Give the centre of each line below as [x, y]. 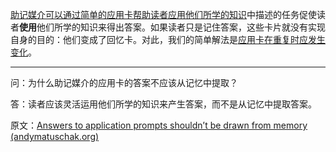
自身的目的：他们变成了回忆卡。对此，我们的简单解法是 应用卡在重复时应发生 [168, 39]
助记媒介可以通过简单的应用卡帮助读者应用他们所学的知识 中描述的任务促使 [163, 14]
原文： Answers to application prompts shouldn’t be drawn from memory [159, 125]
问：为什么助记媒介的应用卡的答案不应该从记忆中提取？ [124, 82]
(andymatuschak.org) [55, 136]
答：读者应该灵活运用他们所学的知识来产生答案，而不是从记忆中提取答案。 [163, 104]
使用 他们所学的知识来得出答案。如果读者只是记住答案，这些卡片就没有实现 [172, 27]
